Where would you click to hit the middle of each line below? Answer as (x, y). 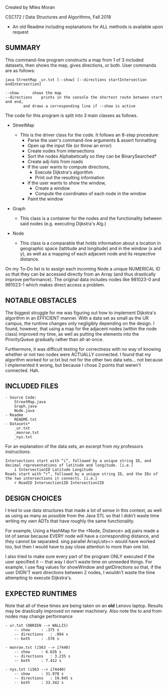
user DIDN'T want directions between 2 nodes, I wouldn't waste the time (80, 573)
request (20, 32)
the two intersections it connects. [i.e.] (51, 479)
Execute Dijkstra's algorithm (64, 172)
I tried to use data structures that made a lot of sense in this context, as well (83, 510)
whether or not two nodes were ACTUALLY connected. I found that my (78, 354)
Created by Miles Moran (30, 7)
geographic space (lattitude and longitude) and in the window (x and (91, 248)
